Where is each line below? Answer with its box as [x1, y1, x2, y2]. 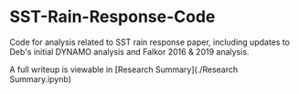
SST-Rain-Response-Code [9, 6, 216, 27]
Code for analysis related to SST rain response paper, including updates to [9, 37, 291, 47]
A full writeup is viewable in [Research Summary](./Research [9, 64, 239, 75]
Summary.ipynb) [9, 73, 71, 84]
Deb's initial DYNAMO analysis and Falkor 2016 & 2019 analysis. [9, 46, 250, 57]
